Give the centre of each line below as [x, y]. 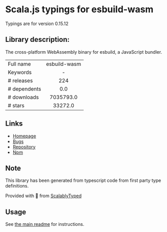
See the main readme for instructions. [45, 224]
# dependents [25, 89]
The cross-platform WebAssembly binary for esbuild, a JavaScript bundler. [84, 52]
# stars [16, 105]
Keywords [20, 72]
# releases [20, 80]
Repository [24, 147]
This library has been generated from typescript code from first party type [83, 180]
